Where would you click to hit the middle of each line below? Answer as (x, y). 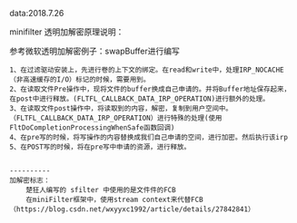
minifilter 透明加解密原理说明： (67, 32)
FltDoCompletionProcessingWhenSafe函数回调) (92, 128)
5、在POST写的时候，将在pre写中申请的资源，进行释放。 (100, 147)
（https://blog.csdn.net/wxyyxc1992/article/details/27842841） (132, 209)
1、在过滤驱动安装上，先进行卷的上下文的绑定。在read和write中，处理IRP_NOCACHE (147, 70)
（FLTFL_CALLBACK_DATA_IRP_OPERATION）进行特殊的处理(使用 (116, 118)
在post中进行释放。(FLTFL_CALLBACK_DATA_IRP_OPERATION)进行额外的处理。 (139, 99)
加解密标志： (30, 180)
